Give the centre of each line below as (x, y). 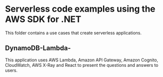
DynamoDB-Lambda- (38, 48)
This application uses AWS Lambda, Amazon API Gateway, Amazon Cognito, (82, 60)
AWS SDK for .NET (43, 19)
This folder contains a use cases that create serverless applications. (73, 33)
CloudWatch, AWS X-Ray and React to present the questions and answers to (82, 65)
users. (11, 70)
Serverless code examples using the (80, 9)
